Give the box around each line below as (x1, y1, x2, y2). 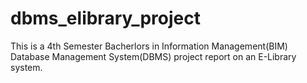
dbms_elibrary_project (10, 7, 201, 30)
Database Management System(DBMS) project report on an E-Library (10, 50, 297, 62)
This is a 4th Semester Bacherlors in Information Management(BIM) (10, 40, 288, 52)
